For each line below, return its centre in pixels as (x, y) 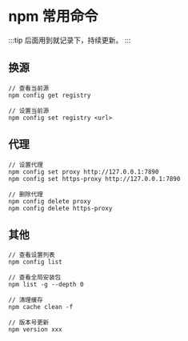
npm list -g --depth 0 (46, 285)
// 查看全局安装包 (35, 278)
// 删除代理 (26, 194)
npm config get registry (50, 95)
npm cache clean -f (41, 307)
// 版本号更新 (29, 323)
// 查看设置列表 (32, 255)
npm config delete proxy (50, 201)
